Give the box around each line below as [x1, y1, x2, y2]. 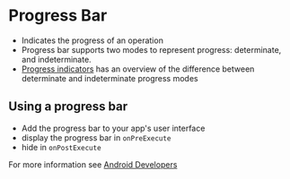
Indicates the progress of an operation [21, 35, 163, 46]
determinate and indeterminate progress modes [21, 72, 198, 83]
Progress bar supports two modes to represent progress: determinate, [21, 44, 282, 55]
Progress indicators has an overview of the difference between [21, 64, 255, 74]
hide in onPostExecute [21, 141, 101, 152]
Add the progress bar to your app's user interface [21, 123, 206, 133]
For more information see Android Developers [8, 158, 178, 170]
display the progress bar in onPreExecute [21, 132, 171, 143]
